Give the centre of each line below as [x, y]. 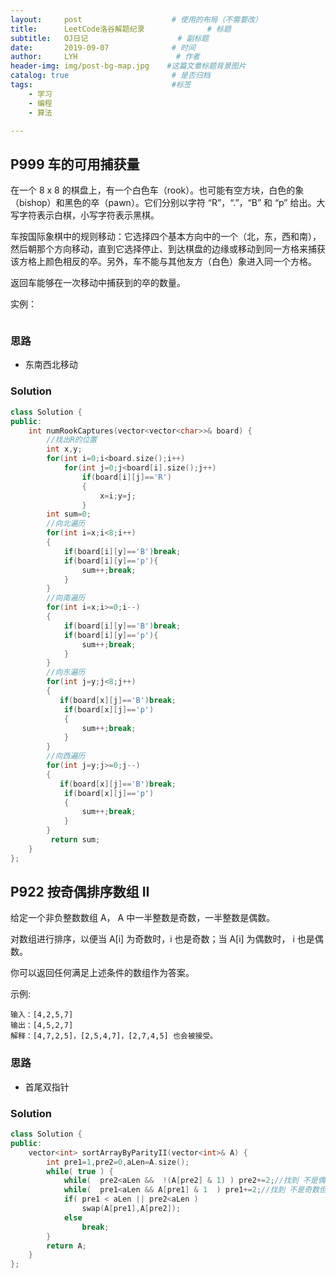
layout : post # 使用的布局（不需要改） [136, 19]
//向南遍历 [66, 598]
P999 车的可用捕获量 [75, 164]
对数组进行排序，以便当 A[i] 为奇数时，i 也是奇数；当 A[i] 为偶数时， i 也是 [162, 939]
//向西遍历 [66, 756]
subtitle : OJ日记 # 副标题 [110, 38]
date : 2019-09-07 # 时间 [103, 47]
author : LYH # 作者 [105, 57]
